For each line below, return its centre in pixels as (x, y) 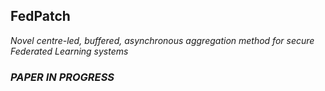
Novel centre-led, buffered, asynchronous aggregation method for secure (162, 40)
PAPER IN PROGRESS (62, 77)
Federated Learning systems (69, 51)
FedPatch (40, 16)
